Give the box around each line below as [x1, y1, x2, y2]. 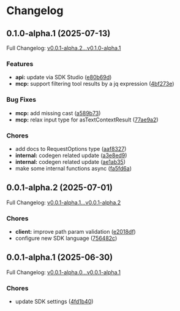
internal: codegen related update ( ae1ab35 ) [15, 158, 126, 166]
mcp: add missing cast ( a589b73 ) [15, 109, 101, 117]
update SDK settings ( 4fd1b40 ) [15, 298, 94, 305]
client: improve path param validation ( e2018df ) [15, 228, 136, 235]
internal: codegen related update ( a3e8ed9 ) [15, 152, 127, 159]
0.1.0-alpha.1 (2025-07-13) [6, 28, 111, 39]
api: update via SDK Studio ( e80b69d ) [15, 74, 112, 81]
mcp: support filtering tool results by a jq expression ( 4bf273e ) [15, 80, 174, 88]
